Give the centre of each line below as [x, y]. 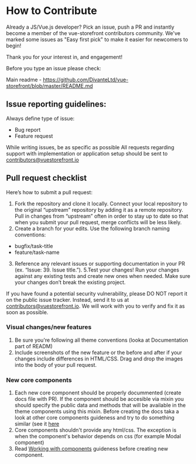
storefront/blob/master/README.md [49, 85]
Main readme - [24, 80]
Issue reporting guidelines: [56, 104]
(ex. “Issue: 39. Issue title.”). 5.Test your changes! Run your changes [97, 270]
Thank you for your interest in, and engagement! [64, 57]
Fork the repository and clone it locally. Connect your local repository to [101, 204]
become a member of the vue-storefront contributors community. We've [93, 33]
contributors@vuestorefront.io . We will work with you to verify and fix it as [96, 306]
